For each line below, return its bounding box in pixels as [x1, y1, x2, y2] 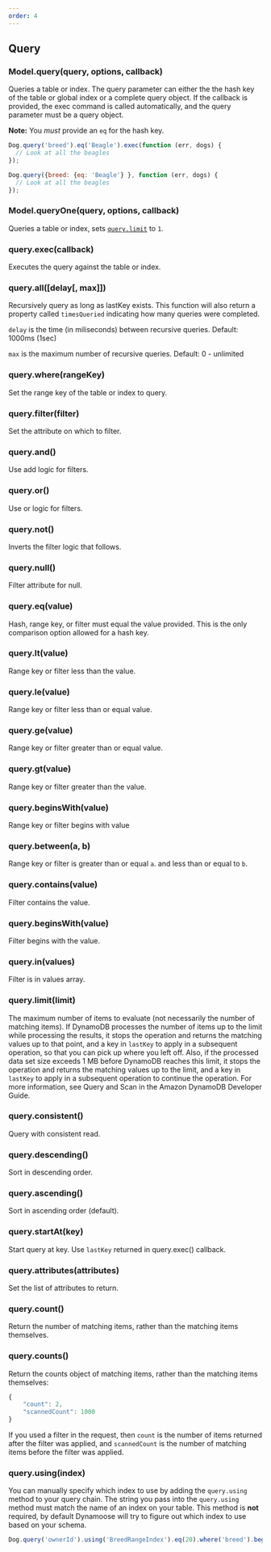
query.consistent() [8, 1111, 84, 1122]
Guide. [8, 1090, 31, 1100]
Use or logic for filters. [8, 503, 83, 513]
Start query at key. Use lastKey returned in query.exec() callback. [8, 1244, 227, 1254]
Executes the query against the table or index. [8, 262, 161, 272]
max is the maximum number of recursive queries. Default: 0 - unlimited [8, 349, 244, 359]
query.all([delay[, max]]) [8, 282, 106, 293]
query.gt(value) [8, 763, 71, 774]
